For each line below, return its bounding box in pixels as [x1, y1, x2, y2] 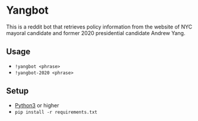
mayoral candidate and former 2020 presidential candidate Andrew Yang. [6, 29, 186, 36]
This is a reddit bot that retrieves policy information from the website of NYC [6, 23, 193, 30]
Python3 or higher [14, 101, 59, 109]
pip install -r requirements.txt [14, 109, 98, 115]
